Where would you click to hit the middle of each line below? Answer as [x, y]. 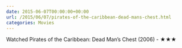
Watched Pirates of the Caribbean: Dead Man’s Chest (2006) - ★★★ [91, 40]
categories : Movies [30, 23]
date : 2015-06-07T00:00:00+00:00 [48, 12]
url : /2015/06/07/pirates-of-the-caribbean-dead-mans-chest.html [89, 17]
